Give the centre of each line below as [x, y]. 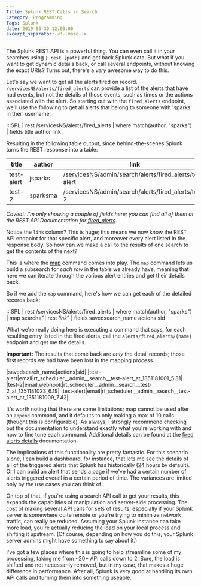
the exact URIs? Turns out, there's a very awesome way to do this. [88, 70]
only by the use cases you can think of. [54, 484]
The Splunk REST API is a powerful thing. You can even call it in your [91, 51]
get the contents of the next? [42, 251]
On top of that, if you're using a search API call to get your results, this [93, 496]
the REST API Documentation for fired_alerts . [62, 221]
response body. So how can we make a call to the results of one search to [97, 245]
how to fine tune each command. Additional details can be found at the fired [100, 435]
